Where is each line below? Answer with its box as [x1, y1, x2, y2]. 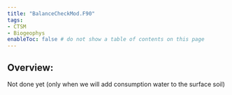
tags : [7, 17, 23, 24]
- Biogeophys [7, 29, 45, 37]
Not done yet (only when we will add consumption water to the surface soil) [7, 80, 226, 88]
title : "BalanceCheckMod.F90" [7, 10, 96, 17]
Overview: [7, 62, 54, 74]
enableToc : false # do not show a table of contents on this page [7, 36, 205, 43]
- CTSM [7, 23, 27, 30]
